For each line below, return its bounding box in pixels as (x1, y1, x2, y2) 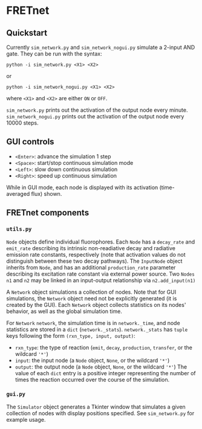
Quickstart (6, 28, 48, 38)
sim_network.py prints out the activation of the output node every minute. (6, 106, 189, 114)
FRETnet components (6, 208, 90, 218)
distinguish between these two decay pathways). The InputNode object (6, 257, 183, 265)
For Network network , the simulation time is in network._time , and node (6, 319, 180, 326)
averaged (6, 190, 30, 197)
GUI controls (6, 137, 54, 147)
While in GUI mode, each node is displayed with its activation (6, 184, 158, 191)
